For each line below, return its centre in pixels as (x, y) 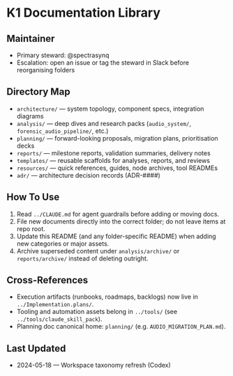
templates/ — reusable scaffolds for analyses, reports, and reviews (113, 160)
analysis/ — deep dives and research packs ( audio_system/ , (104, 123)
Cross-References (47, 280)
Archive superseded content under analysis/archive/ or (98, 251)
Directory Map (38, 92)
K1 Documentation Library (84, 13)
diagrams (30, 116)
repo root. (31, 228)
